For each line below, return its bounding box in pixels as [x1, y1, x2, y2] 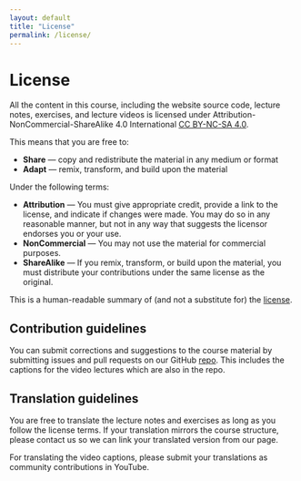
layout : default [9, 13, 71, 23]
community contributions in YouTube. [9, 461, 150, 472]
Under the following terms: [9, 181, 110, 192]
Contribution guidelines [9, 321, 147, 336]
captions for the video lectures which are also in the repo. [9, 364, 226, 375]
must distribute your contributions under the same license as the [22, 267, 266, 278]
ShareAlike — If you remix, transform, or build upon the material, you [22, 257, 282, 269]
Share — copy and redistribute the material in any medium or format [22, 154, 279, 165]
